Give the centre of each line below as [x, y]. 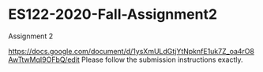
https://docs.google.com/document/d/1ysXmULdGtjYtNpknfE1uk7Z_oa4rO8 [131, 51]
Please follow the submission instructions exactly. [162, 59]
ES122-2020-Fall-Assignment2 [113, 14]
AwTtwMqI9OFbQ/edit [44, 59]
